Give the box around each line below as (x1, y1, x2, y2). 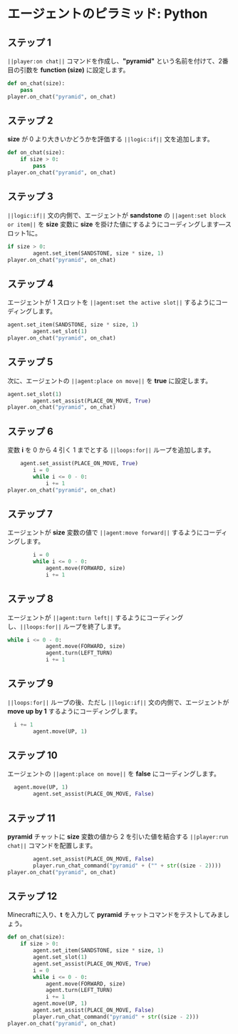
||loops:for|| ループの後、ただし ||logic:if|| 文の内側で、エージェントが (7, 698, 229, 706)
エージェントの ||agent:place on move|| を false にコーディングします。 (7, 769, 221, 778)
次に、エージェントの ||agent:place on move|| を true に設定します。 (7, 376, 212, 385)
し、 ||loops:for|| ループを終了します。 (7, 622, 125, 631)
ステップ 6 (7, 425, 53, 437)
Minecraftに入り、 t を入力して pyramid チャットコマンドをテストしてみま (7, 911, 224, 919)
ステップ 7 (7, 507, 53, 520)
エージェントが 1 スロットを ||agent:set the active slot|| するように (7, 298, 216, 307)
